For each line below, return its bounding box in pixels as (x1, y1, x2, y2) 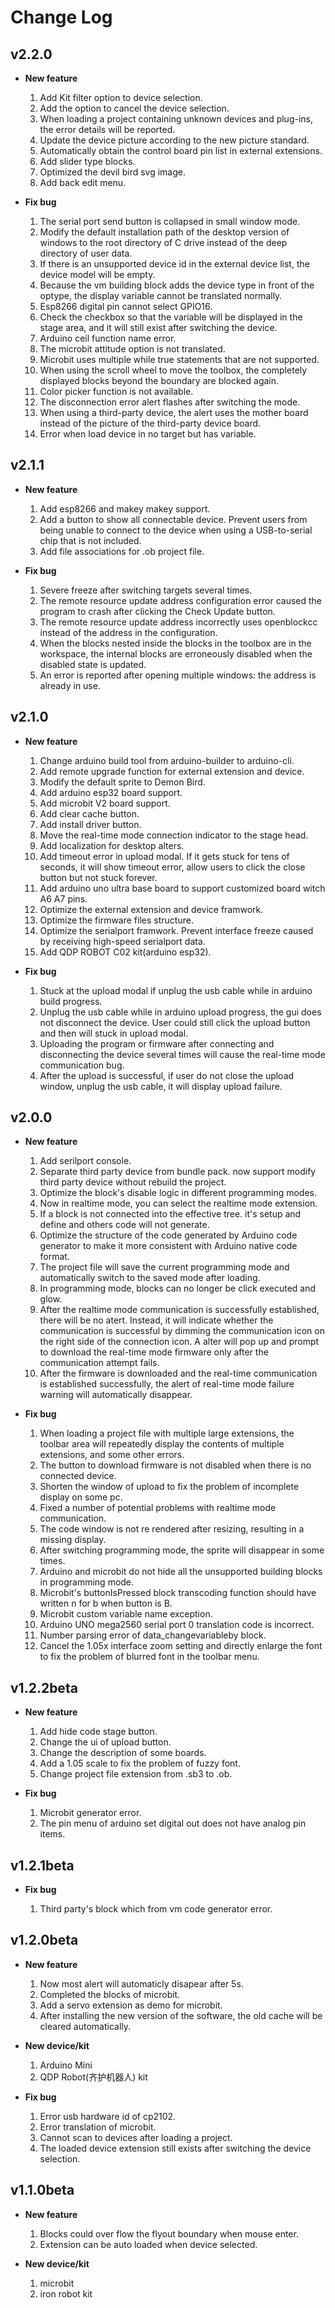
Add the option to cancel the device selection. (39, 102, 230, 114)
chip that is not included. (39, 534, 142, 546)
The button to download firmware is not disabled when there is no (39, 1459, 312, 1471)
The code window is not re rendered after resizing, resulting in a (39, 1523, 305, 1535)
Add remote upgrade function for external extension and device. (39, 765, 305, 777)
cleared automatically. (39, 2020, 132, 2032)
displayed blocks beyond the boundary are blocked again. (39, 375, 280, 386)
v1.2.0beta (10, 1932, 79, 1949)
